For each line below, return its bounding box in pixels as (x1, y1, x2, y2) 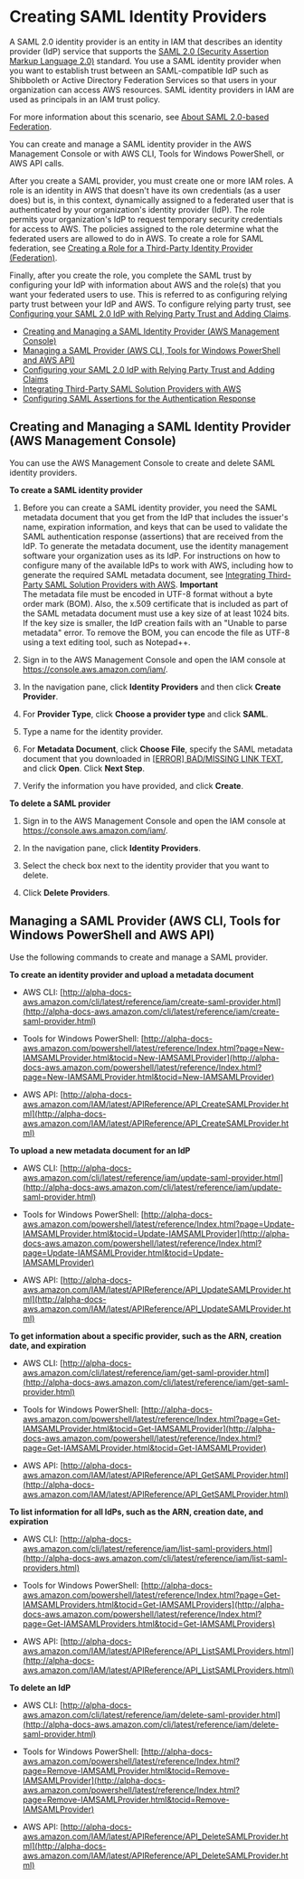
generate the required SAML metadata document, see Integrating (22, 569, 267, 580)
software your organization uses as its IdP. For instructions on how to (22, 550, 280, 561)
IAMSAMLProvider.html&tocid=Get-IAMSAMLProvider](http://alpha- (22, 1423, 276, 1434)
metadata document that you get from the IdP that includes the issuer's (22, 511, 289, 522)
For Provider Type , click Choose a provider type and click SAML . (22, 708, 269, 719)
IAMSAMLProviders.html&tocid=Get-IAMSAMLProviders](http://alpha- (22, 1599, 285, 1609)
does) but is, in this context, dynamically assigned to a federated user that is (9, 195, 294, 205)
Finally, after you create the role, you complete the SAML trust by (9, 270, 252, 280)
